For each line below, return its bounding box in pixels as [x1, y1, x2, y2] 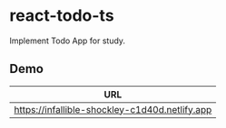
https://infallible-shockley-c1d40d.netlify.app [14, 103, 212, 115]
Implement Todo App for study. [9, 35, 125, 46]
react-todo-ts [9, 5, 115, 26]
